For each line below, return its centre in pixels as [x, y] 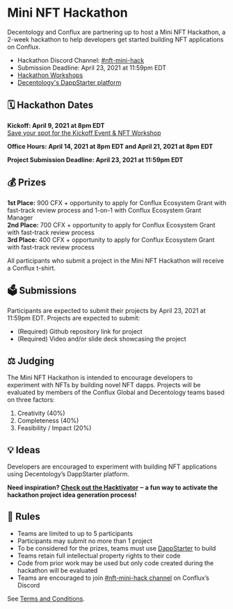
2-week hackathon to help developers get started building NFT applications [115, 39]
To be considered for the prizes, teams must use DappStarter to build [116, 548]
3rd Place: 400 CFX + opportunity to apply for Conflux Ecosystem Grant [111, 239]
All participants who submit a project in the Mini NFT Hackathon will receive [116, 260]
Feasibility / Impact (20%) [54, 428]
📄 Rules [24, 517]
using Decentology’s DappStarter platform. [69, 474]
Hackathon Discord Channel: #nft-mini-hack [81, 60]
